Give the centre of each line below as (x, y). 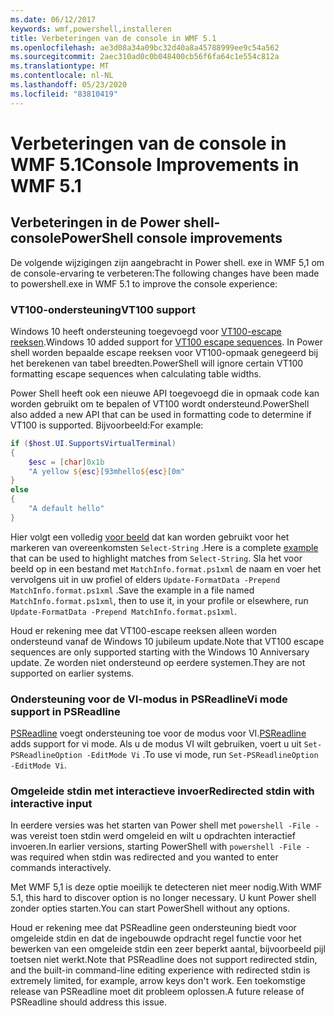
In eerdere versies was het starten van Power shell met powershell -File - (165, 825)
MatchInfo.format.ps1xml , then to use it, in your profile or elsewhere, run (159, 600)
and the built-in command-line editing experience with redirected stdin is (160, 970)
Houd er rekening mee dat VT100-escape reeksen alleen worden (143, 630)
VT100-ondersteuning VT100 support (103, 309)
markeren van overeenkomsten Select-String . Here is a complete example (164, 547)
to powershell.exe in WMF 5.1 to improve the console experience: (144, 283)
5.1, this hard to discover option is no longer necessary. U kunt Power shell (163, 898)
